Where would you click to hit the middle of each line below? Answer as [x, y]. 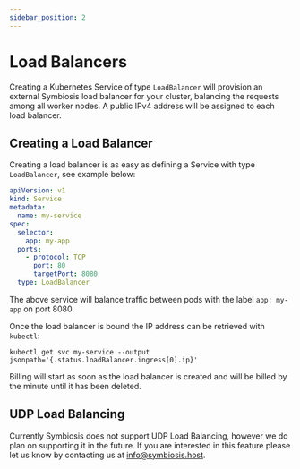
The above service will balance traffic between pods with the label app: [141, 299]
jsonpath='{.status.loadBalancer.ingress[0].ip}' [104, 360]
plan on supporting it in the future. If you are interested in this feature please [150, 445]
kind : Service [36, 199]
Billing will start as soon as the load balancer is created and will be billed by [148, 376]
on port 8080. [49, 309]
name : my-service [50, 216]
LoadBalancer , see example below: [73, 175]
